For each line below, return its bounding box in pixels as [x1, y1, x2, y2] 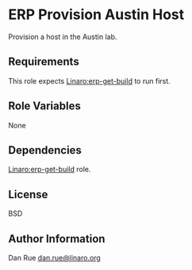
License [8, 187, 48, 201]
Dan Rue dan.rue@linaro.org [8, 253, 101, 262]
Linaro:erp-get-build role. [8, 165, 91, 174]
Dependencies [8, 143, 82, 157]
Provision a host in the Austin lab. [8, 32, 117, 41]
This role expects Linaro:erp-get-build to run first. [8, 76, 171, 85]
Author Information [8, 232, 106, 245]
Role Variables [8, 100, 81, 113]
